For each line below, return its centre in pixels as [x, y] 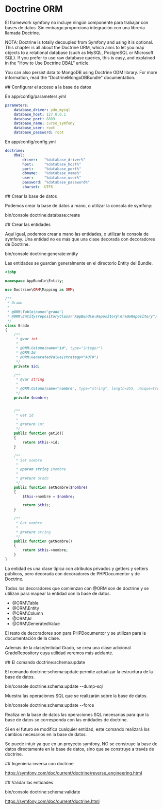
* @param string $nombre [41, 469]
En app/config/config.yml [30, 142]
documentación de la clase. [33, 638]
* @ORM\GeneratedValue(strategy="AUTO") [57, 357]
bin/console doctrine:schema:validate [43, 791]
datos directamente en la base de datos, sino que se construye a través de [80, 749]
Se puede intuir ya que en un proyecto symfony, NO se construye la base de [81, 744]
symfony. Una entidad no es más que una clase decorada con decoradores [80, 239]
